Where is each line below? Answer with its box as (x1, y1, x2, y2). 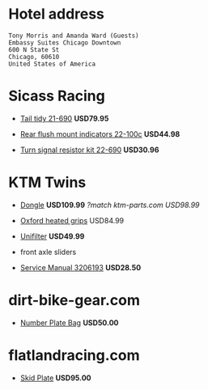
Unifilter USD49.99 (19, 231, 85, 241)
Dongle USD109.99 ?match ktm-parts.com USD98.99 (19, 200, 200, 210)
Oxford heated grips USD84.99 (19, 215, 125, 225)
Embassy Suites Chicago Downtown (8, 38, 121, 47)
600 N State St (8, 45, 60, 53)
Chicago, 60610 (8, 53, 60, 61)
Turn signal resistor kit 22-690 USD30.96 (19, 145, 159, 155)
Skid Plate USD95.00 (19, 373, 91, 383)
